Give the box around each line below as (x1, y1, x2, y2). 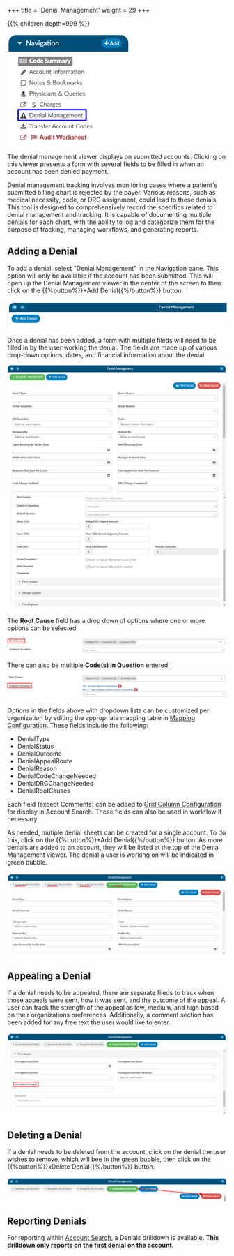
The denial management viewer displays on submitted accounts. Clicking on (7, 153, 226, 160)
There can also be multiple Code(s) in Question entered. (7, 661, 171, 669)
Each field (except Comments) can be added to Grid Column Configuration (7, 800, 221, 808)
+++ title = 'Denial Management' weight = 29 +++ (7, 6, 150, 14)
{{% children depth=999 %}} (7, 20, 91, 27)
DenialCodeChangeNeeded (17, 771, 96, 780)
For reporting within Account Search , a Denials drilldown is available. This (7, 1234, 219, 1242)
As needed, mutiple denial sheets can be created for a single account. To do (7, 828, 226, 837)
